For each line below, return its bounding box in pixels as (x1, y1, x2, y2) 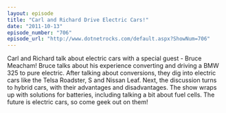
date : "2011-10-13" (7, 23, 63, 29)
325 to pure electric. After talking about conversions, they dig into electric (7, 69, 216, 77)
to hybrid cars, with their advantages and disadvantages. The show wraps (7, 84, 217, 92)
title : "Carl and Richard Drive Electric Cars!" (7, 16, 149, 23)
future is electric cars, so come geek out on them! (7, 98, 148, 106)
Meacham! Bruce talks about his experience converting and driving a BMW (7, 62, 220, 70)
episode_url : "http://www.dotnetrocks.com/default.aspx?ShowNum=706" (7, 36, 211, 42)
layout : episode (7, 10, 54, 17)
